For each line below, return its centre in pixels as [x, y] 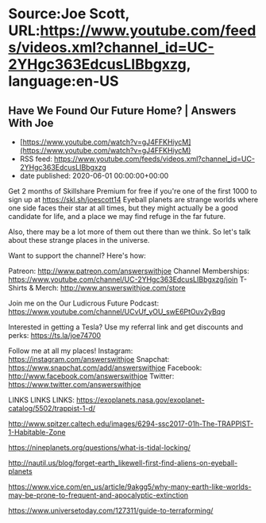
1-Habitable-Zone [37, 432]
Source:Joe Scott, [69, 14]
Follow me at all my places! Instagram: [71, 351]
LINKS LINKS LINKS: [42, 400]
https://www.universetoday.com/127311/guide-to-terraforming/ [111, 510]
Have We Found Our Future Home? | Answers [122, 111]
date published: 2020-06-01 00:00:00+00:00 [94, 176]
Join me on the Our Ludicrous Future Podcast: [84, 303]
